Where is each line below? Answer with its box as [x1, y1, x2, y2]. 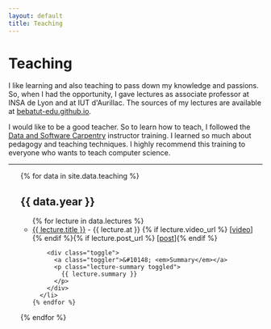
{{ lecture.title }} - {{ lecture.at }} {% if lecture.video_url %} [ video [31, 225, 251, 234]
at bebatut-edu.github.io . [8, 107, 91, 116]
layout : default [8, 11, 63, 20]
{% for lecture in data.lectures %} [31, 216, 144, 226]
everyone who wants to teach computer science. [8, 148, 171, 158]
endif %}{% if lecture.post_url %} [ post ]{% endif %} [44, 234, 218, 243]
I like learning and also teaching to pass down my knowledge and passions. [8, 81, 260, 91]
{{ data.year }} [19, 195, 95, 209]
